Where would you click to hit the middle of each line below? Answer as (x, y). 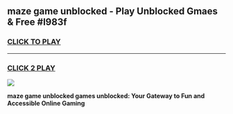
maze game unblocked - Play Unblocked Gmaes (113, 11)
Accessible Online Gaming (46, 103)
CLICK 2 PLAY (31, 68)
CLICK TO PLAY (34, 42)
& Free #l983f (37, 22)
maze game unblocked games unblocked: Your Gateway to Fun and (106, 95)
